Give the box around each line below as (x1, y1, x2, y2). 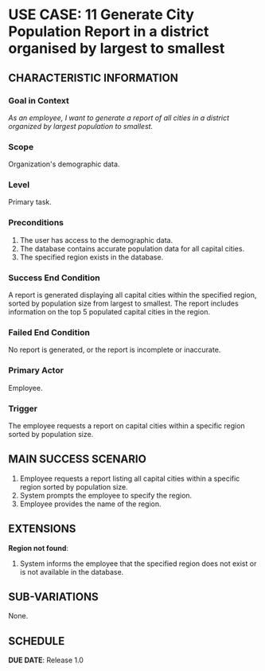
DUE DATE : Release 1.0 (8, 655, 84, 665)
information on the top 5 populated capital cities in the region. (8, 307, 211, 317)
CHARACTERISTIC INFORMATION (8, 71, 179, 84)
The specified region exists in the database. (19, 252, 164, 262)
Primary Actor (8, 365, 64, 376)
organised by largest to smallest (8, 40, 225, 57)
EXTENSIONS (8, 522, 76, 536)
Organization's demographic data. (8, 159, 120, 169)
